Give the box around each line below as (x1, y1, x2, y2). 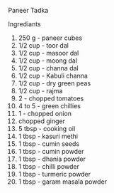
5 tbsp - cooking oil (18, 125, 76, 132)
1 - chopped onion (18, 110, 72, 118)
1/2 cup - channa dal (18, 64, 79, 72)
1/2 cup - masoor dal (18, 49, 79, 57)
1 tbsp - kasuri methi (18, 132, 79, 140)
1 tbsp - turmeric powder (18, 170, 91, 178)
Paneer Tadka (8, 6, 49, 14)
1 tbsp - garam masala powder (18, 177, 108, 186)
